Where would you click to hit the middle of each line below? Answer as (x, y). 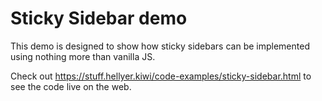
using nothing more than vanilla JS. (83, 56)
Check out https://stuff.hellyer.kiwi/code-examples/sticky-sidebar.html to (161, 76)
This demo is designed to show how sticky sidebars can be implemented (160, 46)
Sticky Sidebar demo (99, 18)
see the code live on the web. (71, 86)
